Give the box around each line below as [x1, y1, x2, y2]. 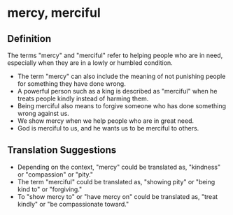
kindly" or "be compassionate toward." [17, 200, 129, 208]
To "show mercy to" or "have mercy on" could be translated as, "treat [17, 192, 218, 200]
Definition [7, 33, 51, 45]
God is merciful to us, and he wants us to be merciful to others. [17, 124, 199, 132]
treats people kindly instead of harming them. [17, 94, 149, 103]
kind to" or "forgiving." [17, 185, 83, 193]
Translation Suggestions [7, 144, 117, 156]
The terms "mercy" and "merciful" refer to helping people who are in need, [7, 51, 223, 59]
